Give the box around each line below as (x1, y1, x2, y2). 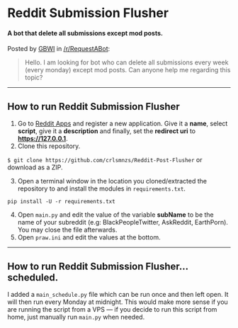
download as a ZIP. (7, 163, 63, 171)
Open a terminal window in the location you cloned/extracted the (17, 177, 208, 186)
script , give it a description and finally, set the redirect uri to (17, 127, 196, 135)
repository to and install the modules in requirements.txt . (17, 184, 186, 193)
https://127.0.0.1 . (17, 135, 69, 143)
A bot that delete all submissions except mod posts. (7, 28, 163, 37)
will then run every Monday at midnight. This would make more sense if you (7, 298, 228, 306)
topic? (24, 73, 43, 82)
